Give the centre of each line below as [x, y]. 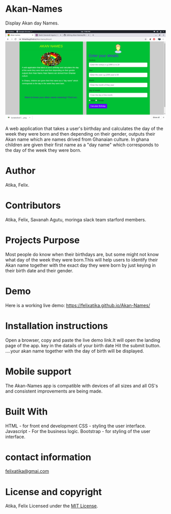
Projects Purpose [42, 240]
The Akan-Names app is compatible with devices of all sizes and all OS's [82, 385]
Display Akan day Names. [32, 23]
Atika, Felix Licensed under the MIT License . [52, 506]
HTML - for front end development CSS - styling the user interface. [76, 426]
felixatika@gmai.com [27, 471]
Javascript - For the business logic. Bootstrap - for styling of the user [78, 431]
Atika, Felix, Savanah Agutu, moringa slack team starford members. [76, 219]
